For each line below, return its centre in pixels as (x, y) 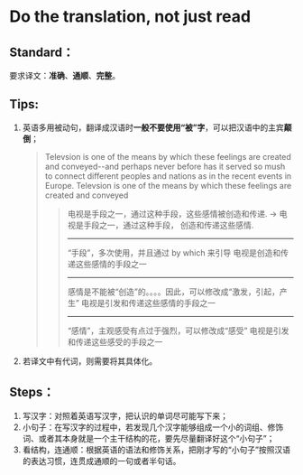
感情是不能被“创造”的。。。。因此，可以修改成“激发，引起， (173, 292)
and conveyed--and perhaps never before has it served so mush (165, 166)
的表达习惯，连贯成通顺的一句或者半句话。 (101, 461)
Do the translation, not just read (130, 17)
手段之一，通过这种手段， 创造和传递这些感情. (169, 225)
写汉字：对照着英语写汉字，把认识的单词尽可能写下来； (125, 415)
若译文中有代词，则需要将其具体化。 (90, 361)
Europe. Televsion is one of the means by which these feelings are (168, 185)
